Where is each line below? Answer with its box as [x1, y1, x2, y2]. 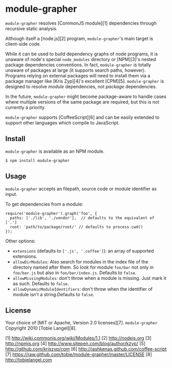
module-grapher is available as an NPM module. [5, 148, 105, 154]
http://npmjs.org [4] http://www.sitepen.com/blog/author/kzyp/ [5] [5, 340, 146, 346]
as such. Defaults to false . [12, 280, 69, 287]
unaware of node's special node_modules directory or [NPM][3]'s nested [5, 56, 156, 62]
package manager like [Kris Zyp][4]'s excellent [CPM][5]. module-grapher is [5, 78, 164, 84]
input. [5, 191, 18, 197]
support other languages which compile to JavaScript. [5, 119, 120, 126]
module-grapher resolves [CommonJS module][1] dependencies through [5, 20, 157, 26]
